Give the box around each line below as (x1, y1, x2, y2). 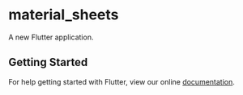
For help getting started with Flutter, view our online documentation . (8, 76, 235, 86)
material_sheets (8, 6, 119, 24)
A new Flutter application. (8, 32, 94, 42)
